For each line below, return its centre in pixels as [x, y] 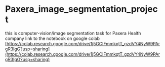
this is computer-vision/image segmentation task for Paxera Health [73, 33]
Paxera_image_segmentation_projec [82, 9]
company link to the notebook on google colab [53, 38]
